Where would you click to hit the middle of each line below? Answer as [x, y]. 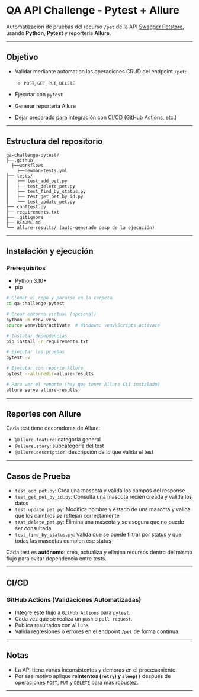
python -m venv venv [32, 320]
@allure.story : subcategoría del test [59, 446]
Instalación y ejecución [50, 251]
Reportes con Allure [44, 414]
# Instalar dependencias [37, 336]
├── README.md [24, 222]
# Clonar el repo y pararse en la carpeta [59, 298]
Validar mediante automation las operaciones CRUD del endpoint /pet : [100, 71]
